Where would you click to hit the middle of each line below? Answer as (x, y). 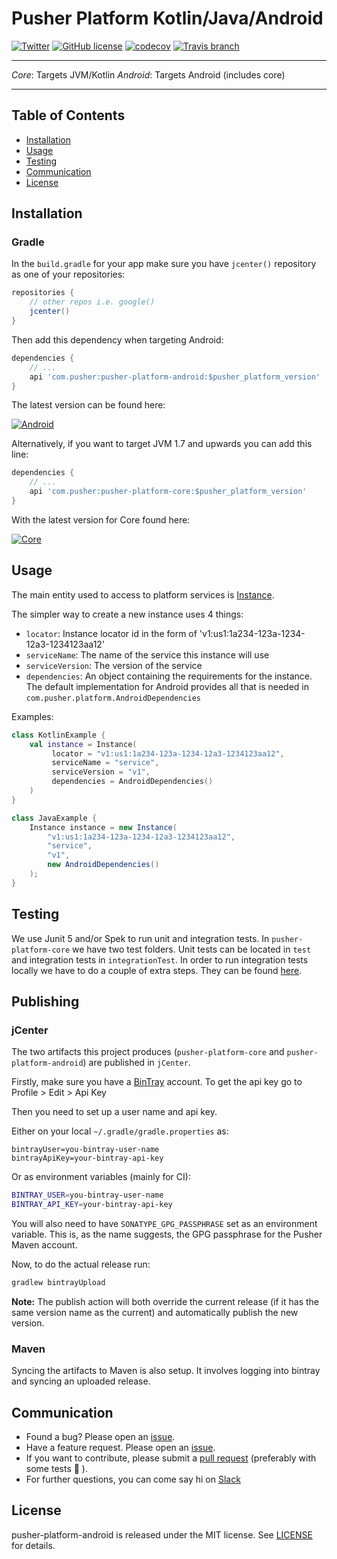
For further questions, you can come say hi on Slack (133, 1479)
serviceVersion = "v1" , (101, 772)
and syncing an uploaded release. (81, 1381)
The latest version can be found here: (88, 405)
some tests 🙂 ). (56, 1468)
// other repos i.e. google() (92, 302)
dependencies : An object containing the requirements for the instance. (169, 676)
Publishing (45, 1001)
